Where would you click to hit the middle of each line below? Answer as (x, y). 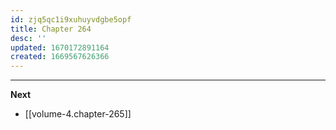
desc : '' (28, 38)
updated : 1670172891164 (60, 47)
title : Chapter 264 (51, 29)
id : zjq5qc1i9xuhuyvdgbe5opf (71, 19)
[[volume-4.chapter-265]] (78, 114)
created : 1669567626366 (60, 57)
